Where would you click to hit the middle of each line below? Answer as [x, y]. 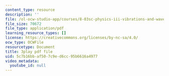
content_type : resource [30, 10]
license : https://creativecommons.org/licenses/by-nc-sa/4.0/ [72, 38]
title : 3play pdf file [29, 51]
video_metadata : [22, 61]
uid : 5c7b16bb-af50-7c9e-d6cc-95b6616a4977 [52, 56]
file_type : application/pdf [35, 28]
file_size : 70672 [23, 24]
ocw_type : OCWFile [24, 42]
